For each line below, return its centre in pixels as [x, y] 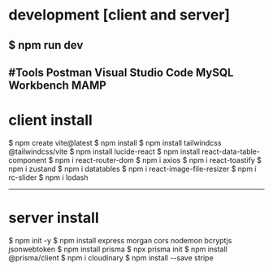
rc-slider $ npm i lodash [48, 177]
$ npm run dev [46, 45]
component [28, 160]
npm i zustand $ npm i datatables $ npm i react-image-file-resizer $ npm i [132, 168]
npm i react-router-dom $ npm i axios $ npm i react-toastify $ [158, 160]
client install [51, 120]
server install [54, 218]
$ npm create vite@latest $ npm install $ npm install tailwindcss [115, 142]
